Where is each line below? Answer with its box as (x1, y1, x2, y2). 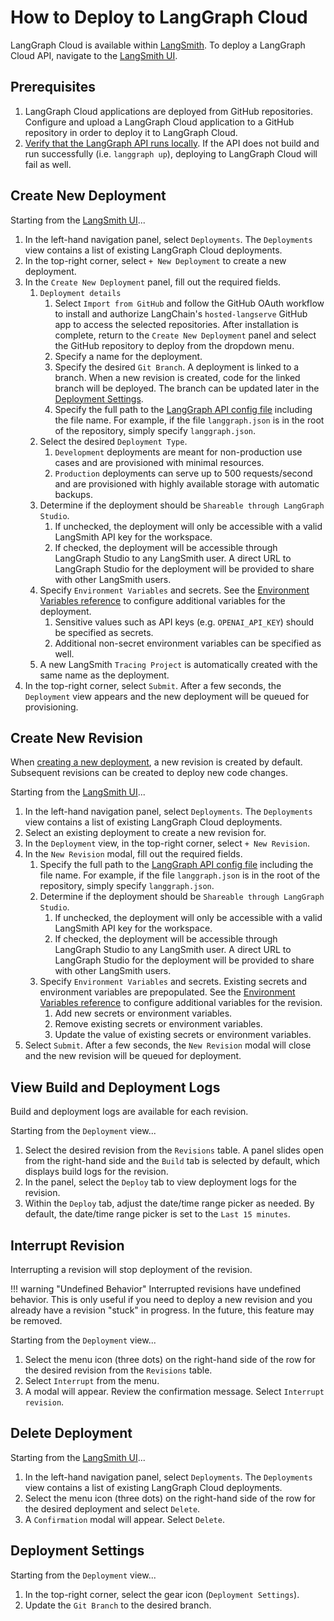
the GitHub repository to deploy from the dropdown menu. (54, 339, 295, 351)
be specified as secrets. (54, 626, 154, 638)
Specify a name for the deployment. (54, 350, 203, 362)
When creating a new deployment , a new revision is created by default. (10, 756, 303, 768)
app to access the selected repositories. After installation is (54, 318, 299, 330)
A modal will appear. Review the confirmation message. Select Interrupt (24, 1386, 325, 1397)
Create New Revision (10, 729, 143, 746)
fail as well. (24, 158, 72, 170)
